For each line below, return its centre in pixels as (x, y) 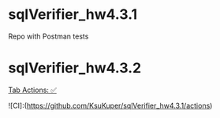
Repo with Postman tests (48, 36)
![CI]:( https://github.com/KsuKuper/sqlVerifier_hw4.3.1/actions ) (110, 105)
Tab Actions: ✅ (32, 90)
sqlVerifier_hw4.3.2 (75, 68)
